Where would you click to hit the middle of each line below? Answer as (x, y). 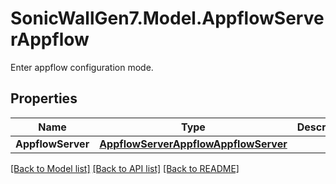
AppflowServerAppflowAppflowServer (193, 144)
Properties (44, 98)
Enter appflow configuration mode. (82, 67)
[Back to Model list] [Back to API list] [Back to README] (125, 168)
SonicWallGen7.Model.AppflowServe (167, 18)
